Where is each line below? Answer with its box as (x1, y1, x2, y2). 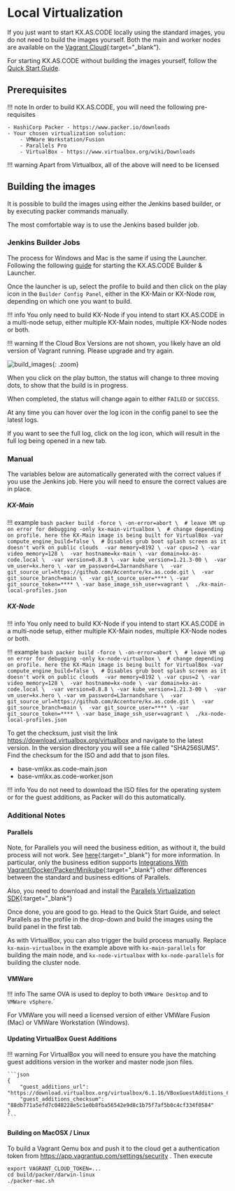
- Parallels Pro (20, 142, 68, 149)
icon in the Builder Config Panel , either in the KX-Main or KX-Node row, (7, 289, 216, 298)
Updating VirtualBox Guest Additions (7, 1034, 117, 1043)
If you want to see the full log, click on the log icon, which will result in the (7, 429, 220, 437)
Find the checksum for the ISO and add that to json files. (7, 751, 170, 760)
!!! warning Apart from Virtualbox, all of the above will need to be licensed (7, 160, 220, 169)
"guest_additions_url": (20, 1083, 90, 1090)
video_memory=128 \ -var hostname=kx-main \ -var (7, 551, 158, 558)
